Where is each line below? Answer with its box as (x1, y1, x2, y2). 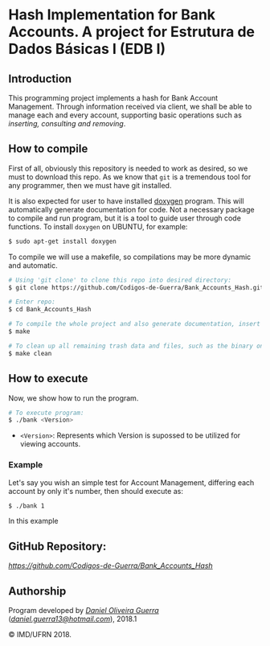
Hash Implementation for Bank (8, 6, 215, 24)
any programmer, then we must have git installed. (8, 180, 172, 190)
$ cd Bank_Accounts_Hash (8, 306, 92, 314)
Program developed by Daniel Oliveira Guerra (8, 606, 159, 615)
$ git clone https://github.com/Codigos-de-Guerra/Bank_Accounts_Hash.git (8, 283, 264, 291)
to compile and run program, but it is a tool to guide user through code (8, 213, 241, 223)
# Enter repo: (8, 298, 56, 307)
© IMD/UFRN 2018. (8, 630, 72, 640)
